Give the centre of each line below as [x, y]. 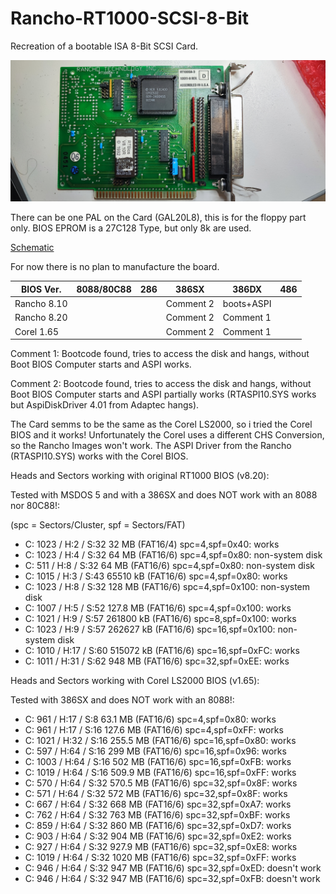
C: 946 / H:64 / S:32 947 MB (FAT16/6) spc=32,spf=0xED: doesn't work [173, 868]
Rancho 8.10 [41, 304]
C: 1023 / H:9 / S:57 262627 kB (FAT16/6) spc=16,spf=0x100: [150, 629]
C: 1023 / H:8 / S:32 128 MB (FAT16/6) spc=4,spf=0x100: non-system [167, 587]
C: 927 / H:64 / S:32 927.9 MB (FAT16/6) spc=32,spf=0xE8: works [161, 847]
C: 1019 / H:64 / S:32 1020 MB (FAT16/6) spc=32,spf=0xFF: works [160, 858]
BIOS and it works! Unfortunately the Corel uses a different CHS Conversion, [167, 435]
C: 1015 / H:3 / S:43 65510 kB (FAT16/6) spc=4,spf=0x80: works [156, 576]
